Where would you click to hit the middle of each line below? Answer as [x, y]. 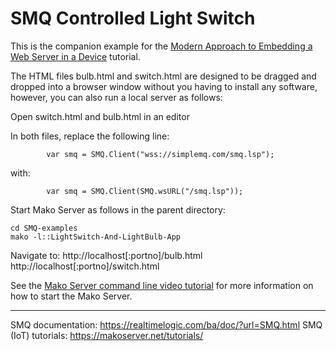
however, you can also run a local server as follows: [116, 97]
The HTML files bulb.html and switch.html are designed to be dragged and [163, 76]
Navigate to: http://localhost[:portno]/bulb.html [106, 255]
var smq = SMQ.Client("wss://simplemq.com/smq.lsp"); [160, 154]
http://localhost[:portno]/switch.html [85, 266]
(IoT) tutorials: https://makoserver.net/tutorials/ [107, 335]
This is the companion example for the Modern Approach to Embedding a [161, 46]
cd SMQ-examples [44, 228]
